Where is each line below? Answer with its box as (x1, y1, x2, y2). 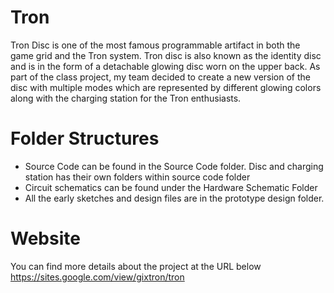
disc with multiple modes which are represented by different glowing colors (10, 81, 322, 93)
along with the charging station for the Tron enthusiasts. (10, 92, 242, 104)
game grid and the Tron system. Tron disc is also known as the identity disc (10, 49, 322, 61)
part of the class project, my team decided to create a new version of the (10, 71, 311, 83)
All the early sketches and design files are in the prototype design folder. (24, 192, 325, 204)
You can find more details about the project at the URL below (10, 260, 262, 272)
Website (10, 227, 81, 250)
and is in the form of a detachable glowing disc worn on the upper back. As (10, 60, 321, 72)
